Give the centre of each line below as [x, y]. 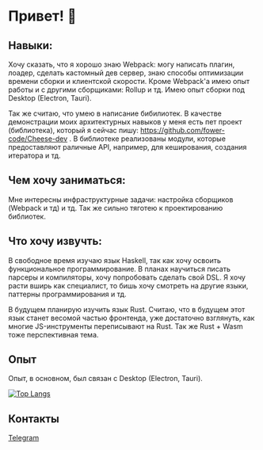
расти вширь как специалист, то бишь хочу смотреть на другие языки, [128, 285]
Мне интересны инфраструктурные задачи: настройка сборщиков [121, 199]
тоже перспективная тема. [53, 334]
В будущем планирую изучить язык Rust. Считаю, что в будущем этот [127, 309]
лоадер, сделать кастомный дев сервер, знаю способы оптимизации [126, 73]
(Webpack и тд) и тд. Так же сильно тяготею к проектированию [116, 208]
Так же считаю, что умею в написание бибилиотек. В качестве [115, 113]
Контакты [34, 419]
